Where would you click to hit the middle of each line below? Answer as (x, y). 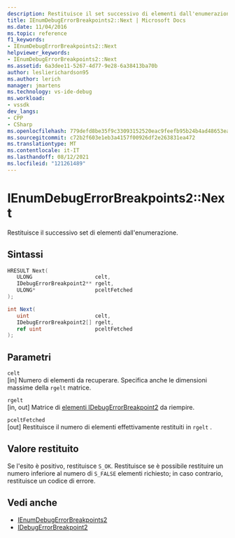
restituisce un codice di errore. (51, 481)
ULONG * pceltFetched (74, 290)
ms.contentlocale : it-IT (43, 151)
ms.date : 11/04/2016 (37, 27)
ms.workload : (26, 99)
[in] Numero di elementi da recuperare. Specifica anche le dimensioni (107, 380)
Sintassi (25, 255)
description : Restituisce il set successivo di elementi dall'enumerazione (120, 14)
